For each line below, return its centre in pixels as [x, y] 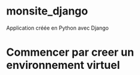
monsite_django [47, 11]
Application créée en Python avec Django [58, 28]
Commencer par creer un [70, 52]
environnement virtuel [63, 65]
